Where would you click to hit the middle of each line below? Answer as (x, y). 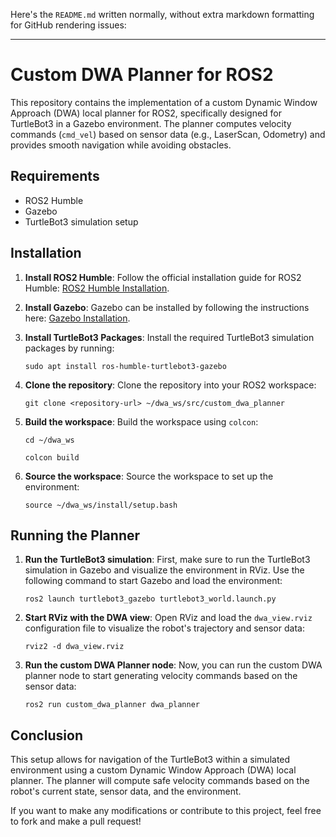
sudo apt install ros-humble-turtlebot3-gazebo (125, 366)
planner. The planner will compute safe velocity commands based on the (160, 781)
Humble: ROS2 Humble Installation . (97, 288)
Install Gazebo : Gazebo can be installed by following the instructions (167, 307)
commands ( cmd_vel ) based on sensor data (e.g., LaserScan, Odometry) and (168, 134)
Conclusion (47, 735)
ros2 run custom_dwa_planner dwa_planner (112, 705)
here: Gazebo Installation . (77, 318)
